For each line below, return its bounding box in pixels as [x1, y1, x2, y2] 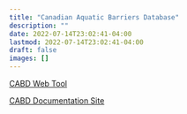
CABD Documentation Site [9, 95, 105, 106]
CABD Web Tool [9, 79, 68, 88]
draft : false [9, 46, 57, 55]
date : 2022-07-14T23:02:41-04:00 [9, 29, 132, 38]
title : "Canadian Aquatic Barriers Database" [9, 12, 179, 22]
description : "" [9, 21, 69, 30]
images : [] [9, 54, 49, 63]
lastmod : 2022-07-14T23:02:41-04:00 [9, 37, 144, 47]
